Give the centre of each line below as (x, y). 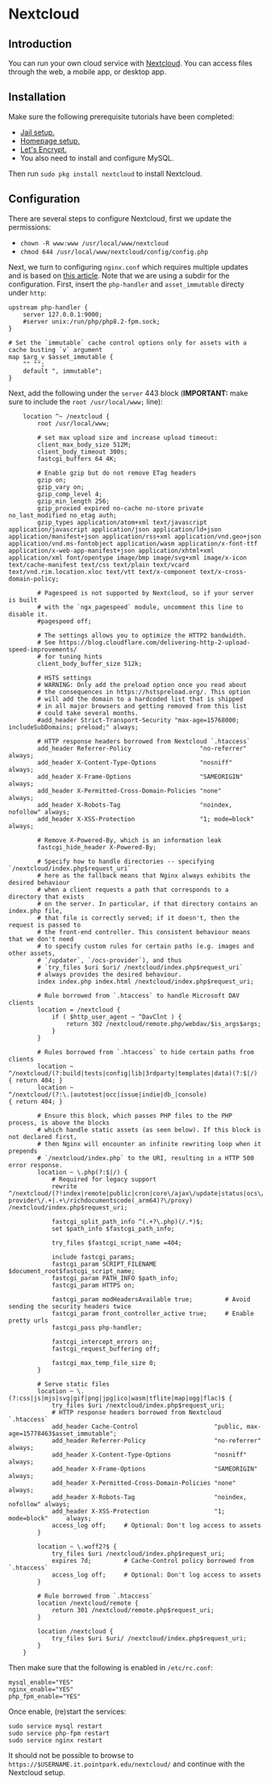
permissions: (30, 227)
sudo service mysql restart (56, 1726)
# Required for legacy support (104, 1179)
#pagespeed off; (65, 621)
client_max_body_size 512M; (84, 445)
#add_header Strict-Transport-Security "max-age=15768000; (139, 720)
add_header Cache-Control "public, (147, 1426)
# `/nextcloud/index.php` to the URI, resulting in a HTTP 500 (146, 1158)
